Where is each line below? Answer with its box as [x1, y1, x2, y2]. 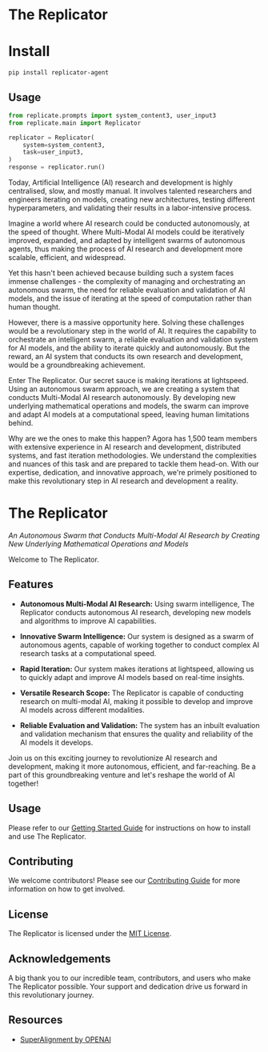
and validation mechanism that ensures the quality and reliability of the [19, 729, 254, 738]
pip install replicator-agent [8, 69, 110, 77]
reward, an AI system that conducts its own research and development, [8, 352, 243, 362]
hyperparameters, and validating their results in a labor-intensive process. [8, 203, 252, 213]
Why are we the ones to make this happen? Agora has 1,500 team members [8, 434, 258, 443]
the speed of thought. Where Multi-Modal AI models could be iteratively [8, 227, 246, 237]
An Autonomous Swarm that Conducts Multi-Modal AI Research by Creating [8, 530, 260, 540]
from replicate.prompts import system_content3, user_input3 [8, 111, 217, 119]
